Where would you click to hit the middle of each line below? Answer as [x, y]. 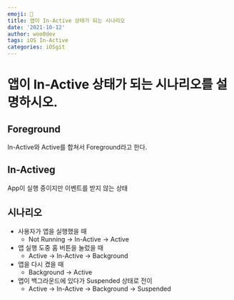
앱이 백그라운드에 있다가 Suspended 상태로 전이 [85, 280]
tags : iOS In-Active [38, 41]
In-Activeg [31, 170]
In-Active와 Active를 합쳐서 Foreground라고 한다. [77, 147]
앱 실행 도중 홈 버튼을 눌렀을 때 [60, 247]
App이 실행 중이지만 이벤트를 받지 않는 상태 [68, 188]
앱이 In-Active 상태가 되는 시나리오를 [110, 84]
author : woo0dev [31, 34]
